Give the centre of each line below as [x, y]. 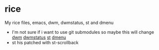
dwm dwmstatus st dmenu [39, 37]
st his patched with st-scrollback [45, 42]
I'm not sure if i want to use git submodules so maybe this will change [83, 32]
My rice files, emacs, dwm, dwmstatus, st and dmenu [59, 23]
